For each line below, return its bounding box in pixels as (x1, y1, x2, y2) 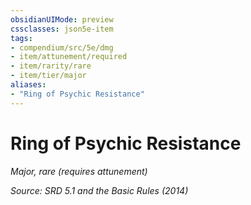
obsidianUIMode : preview (10, 14, 114, 25)
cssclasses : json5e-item (10, 24, 114, 34)
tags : (10, 33, 33, 43)
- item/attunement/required (10, 52, 128, 62)
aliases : (10, 80, 47, 90)
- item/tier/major (10, 71, 87, 81)
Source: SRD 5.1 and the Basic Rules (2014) (10, 184, 189, 196)
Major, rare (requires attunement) (10, 165, 148, 177)
